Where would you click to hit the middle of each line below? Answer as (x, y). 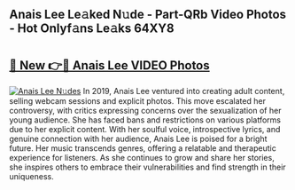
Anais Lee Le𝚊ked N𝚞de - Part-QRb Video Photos (147, 15)
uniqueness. (32, 176)
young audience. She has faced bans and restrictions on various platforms (145, 120)
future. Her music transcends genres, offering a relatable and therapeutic (143, 148)
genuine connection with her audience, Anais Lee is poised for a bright (138, 139)
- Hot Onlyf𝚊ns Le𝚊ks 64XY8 (92, 29)
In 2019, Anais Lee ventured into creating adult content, (184, 91)
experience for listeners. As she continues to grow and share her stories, (142, 158)
